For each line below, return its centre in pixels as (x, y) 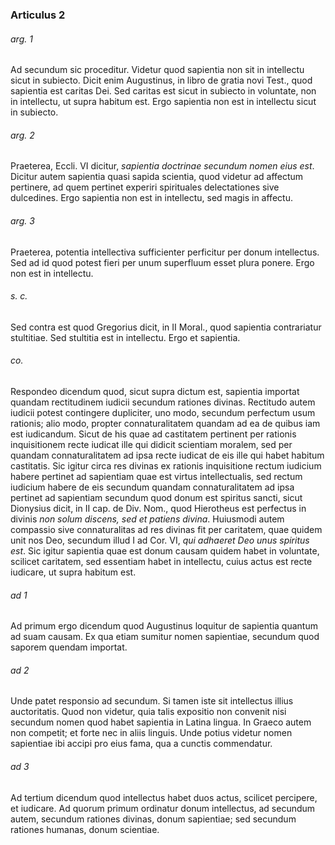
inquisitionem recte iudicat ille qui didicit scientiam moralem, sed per (151, 444)
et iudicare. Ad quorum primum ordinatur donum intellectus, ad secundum (163, 808)
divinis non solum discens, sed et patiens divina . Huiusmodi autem (147, 519)
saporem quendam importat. (69, 647)
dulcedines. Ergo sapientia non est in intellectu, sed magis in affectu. (151, 198)
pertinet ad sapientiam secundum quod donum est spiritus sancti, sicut (156, 497)
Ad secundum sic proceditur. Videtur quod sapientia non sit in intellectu (157, 70)
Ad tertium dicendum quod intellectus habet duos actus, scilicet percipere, (164, 797)
